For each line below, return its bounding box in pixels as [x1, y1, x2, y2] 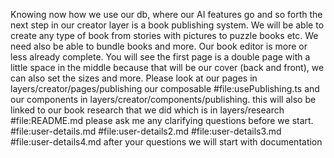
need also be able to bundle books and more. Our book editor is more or [10, 40, 308, 52]
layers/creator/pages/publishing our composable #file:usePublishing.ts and [10, 83, 320, 94]
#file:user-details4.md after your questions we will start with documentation [10, 136, 323, 148]
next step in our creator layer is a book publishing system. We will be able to [10, 19, 325, 31]
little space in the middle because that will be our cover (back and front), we [10, 62, 325, 73]
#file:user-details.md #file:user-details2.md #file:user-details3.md [10, 125, 282, 137]
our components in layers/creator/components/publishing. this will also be [10, 94, 317, 105]
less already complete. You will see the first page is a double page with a [10, 51, 311, 63]
